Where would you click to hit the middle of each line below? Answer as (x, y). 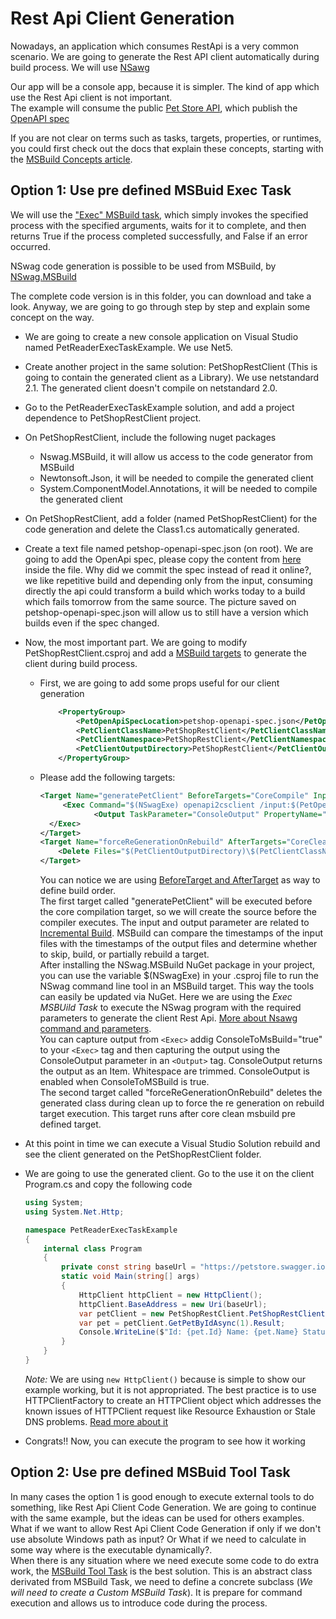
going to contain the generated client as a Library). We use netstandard (172, 377)
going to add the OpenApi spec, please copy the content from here (163, 559)
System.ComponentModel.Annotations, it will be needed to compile (178, 488)
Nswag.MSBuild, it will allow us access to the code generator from (176, 456)
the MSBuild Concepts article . (71, 159)
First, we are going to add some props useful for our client (159, 683)
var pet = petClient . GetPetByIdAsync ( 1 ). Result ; (182, 1323)
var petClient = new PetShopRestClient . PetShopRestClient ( (204, 1313)
